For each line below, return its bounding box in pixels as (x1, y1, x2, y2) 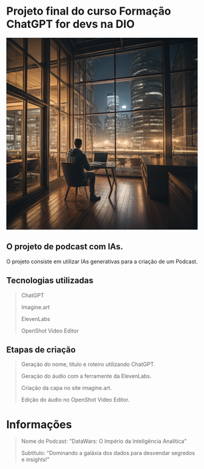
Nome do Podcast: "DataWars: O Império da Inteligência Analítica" (21, 437, 187, 445)
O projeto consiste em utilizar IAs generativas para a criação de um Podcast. (6, 258, 198, 265)
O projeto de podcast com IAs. (6, 242, 123, 252)
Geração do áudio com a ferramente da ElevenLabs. (21, 373, 152, 380)
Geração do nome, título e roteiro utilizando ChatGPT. (21, 361, 156, 368)
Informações (6, 417, 72, 431)
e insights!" (21, 456, 50, 464)
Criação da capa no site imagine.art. (21, 384, 112, 392)
